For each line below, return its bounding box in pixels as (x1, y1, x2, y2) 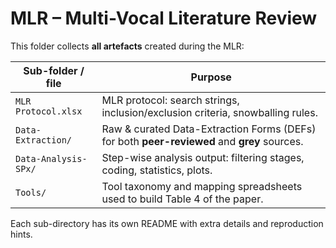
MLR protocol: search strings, (101, 93, 240, 107)
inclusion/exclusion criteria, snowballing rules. (101, 105, 318, 119)
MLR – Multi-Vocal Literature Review (10, 7, 318, 30)
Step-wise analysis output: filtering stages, (101, 150, 305, 164)
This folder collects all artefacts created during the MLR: (10, 40, 245, 52)
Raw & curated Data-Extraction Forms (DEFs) (101, 122, 317, 136)
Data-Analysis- (15, 153, 88, 164)
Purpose (190, 70, 232, 84)
